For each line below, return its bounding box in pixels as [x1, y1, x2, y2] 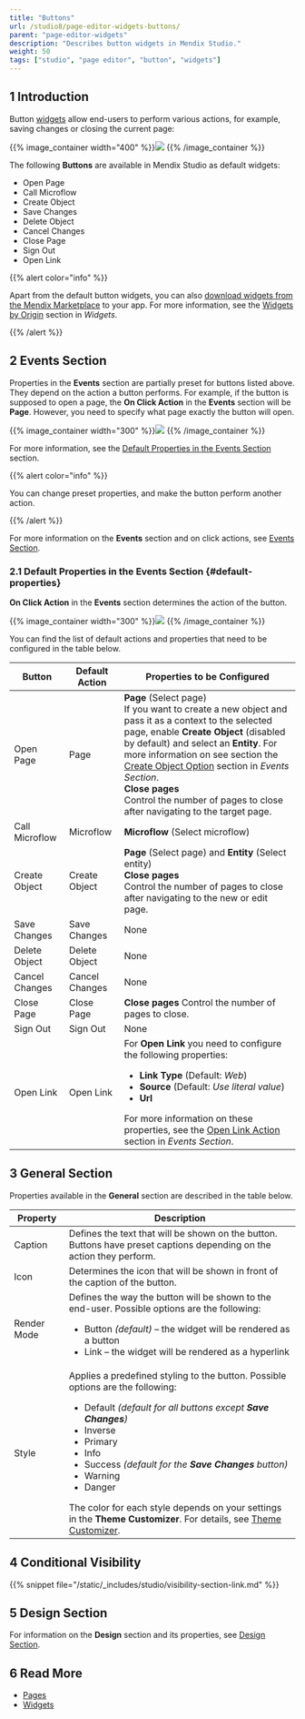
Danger [84, 1481, 116, 1493]
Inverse [84, 1423, 116, 1436]
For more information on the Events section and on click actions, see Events [9, 532, 295, 543]
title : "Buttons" [9, 13, 75, 23]
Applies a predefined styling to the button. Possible [68, 1369, 287, 1381]
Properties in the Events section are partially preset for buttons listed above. [9, 377, 295, 388]
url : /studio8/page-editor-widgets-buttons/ [9, 22, 181, 31]
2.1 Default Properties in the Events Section [9, 565, 204, 578]
